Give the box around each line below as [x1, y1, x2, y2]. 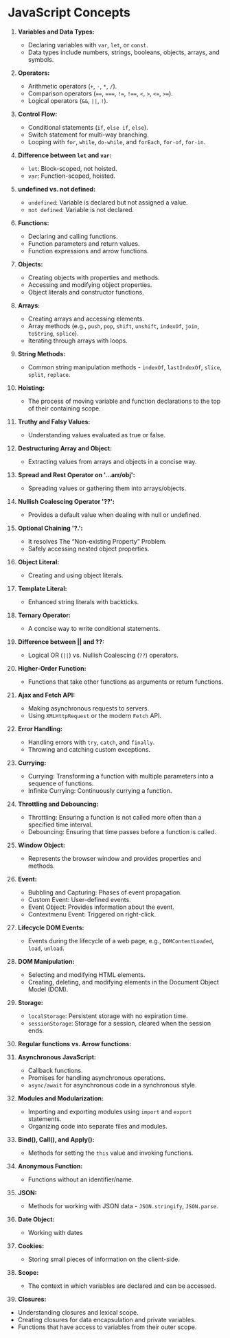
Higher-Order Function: [17, 664, 87, 672]
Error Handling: [17, 724, 63, 733]
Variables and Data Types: [17, 27, 95, 36]
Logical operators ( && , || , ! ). [27, 96, 108, 104]
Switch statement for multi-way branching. [27, 130, 150, 139]
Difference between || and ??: [17, 637, 105, 646]
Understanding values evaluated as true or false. [27, 430, 166, 439]
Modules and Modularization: [17, 1094, 104, 1103]
